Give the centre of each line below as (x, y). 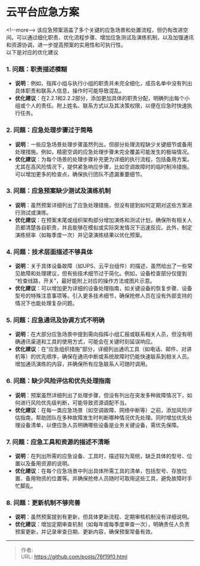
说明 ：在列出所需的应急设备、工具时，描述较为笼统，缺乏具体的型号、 (101, 456)
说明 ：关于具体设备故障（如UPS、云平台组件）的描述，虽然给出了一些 (101, 266)
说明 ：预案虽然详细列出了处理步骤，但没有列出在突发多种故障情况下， (101, 395)
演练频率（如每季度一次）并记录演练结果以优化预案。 (80, 235)
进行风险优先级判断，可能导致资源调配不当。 (75, 403)
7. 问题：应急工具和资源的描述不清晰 (58, 442)
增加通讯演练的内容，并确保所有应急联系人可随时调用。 (82, 364)
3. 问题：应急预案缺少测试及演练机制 (59, 191)
